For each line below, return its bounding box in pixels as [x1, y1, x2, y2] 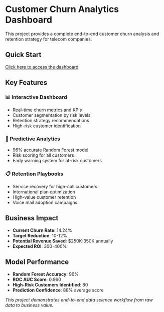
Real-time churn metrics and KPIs [12, 107, 82, 113]
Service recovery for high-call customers [12, 184, 98, 190]
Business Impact [5, 214, 59, 222]
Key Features [5, 79, 48, 87]
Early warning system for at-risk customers [12, 157, 102, 163]
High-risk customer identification [12, 123, 81, 129]
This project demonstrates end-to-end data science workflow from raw [5, 296, 153, 302]
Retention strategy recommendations [12, 118, 89, 124]
